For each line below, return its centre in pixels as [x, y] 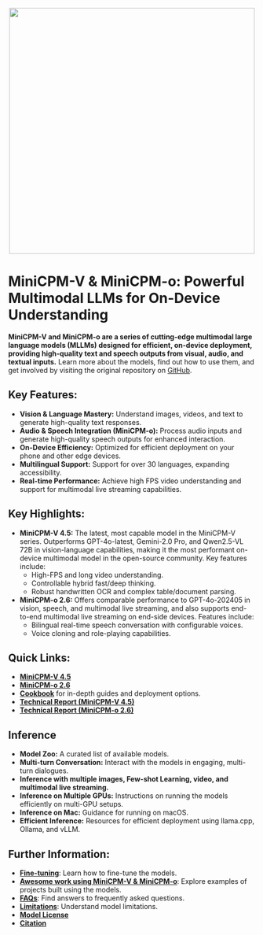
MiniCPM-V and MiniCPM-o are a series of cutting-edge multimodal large [130, 336]
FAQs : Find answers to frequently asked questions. [102, 898]
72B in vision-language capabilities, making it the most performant [127, 549]
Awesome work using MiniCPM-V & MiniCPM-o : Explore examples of [133, 881]
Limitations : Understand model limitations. [89, 906]
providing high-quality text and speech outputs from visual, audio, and [126, 353]
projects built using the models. [70, 890]
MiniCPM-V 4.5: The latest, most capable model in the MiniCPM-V [127, 533]
